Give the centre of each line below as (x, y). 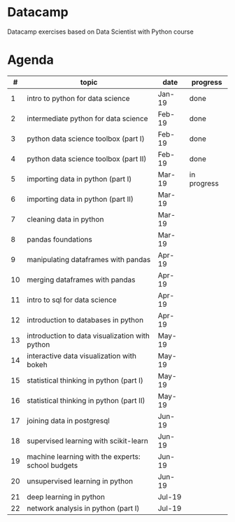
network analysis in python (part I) (83, 508)
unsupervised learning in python (80, 481)
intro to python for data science (79, 98)
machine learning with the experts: (84, 456)
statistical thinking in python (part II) (86, 400)
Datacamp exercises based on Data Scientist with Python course (100, 32)
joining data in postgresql (68, 420)
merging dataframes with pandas (81, 280)
